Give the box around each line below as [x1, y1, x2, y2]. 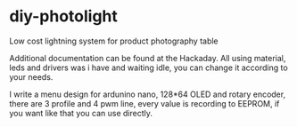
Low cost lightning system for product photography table [9, 36, 219, 46]
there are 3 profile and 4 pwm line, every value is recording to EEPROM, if [9, 98, 280, 108]
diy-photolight [9, 6, 119, 27]
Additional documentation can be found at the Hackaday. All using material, [9, 52, 286, 63]
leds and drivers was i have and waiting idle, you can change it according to [9, 62, 288, 73]
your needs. [9, 71, 54, 82]
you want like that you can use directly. [9, 107, 153, 118]
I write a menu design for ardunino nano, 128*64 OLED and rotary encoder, [9, 89, 286, 99]
